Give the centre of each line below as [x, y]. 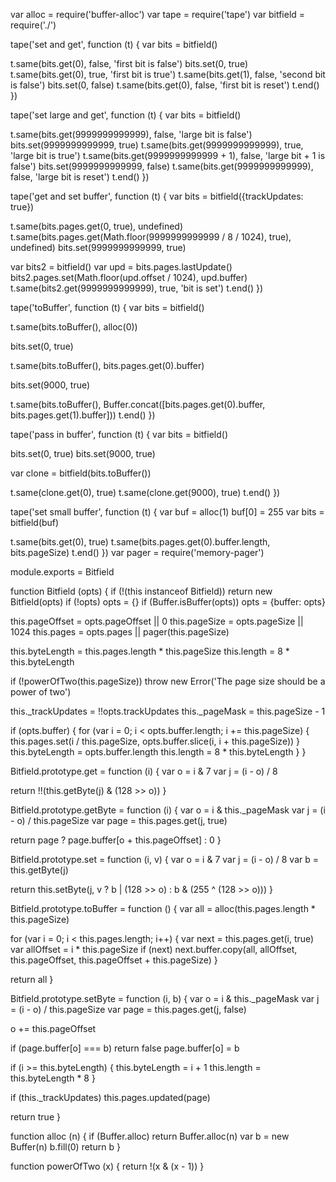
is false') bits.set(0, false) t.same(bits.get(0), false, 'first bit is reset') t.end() [165, 85]
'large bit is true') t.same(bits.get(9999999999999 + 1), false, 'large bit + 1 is [168, 155]
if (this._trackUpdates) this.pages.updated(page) [110, 1097]
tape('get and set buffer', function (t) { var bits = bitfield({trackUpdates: [157, 196]
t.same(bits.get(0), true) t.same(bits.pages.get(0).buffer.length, [140, 542]
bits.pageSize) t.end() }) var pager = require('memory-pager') [137, 552]
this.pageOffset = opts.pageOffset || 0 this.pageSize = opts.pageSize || [157, 621]
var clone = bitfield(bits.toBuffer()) [81, 473]
